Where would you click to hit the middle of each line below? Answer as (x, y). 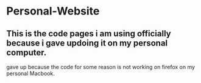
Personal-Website (53, 11)
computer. (26, 52)
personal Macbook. (30, 73)
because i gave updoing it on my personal (87, 43)
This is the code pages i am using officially (89, 34)
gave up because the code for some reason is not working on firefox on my (101, 67)
